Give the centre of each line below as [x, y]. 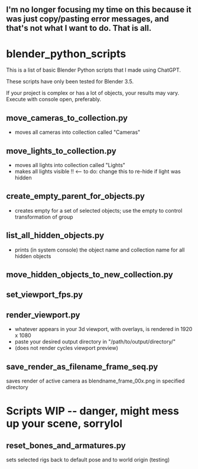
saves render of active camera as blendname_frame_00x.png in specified [95, 381]
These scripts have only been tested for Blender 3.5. [70, 82]
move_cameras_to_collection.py [67, 118]
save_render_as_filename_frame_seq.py [82, 367]
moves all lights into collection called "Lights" [70, 165]
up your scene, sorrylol [64, 424]
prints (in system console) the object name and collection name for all [100, 250]
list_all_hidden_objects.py [55, 235]
